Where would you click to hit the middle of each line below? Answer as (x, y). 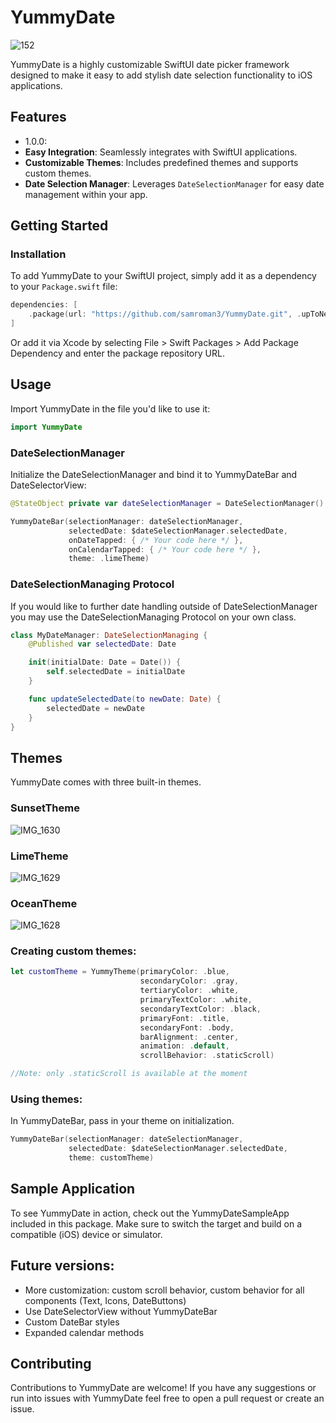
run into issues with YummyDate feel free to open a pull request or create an (167, 1398)
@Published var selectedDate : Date (102, 644)
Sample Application (73, 1189)
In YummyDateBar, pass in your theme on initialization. (122, 1121)
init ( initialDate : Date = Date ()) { (105, 662)
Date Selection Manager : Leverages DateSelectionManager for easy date (174, 183)
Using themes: (46, 1099)
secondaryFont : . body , (187, 1027)
